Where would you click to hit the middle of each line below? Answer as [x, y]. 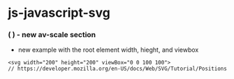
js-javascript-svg [59, 13]
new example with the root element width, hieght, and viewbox [108, 50]
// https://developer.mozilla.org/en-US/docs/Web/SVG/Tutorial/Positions [118, 69]
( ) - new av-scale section [52, 35]
